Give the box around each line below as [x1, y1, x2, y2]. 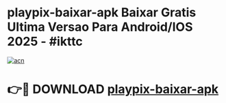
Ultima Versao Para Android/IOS [7, 19, 193, 35]
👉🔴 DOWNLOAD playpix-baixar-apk [7, 82, 219, 97]
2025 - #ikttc [7, 34, 84, 49]
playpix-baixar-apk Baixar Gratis [7, 5, 197, 20]
